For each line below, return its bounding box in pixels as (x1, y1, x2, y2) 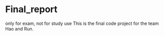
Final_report (5, 4, 58, 15)
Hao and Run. (5, 25, 34, 31)
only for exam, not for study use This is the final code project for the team (5, 20, 159, 26)
